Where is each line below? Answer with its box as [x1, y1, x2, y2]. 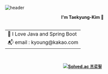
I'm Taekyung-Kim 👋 [61, 14, 104, 20]
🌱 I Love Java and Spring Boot [7, 31, 77, 37]
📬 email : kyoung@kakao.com [7, 39, 79, 45]
